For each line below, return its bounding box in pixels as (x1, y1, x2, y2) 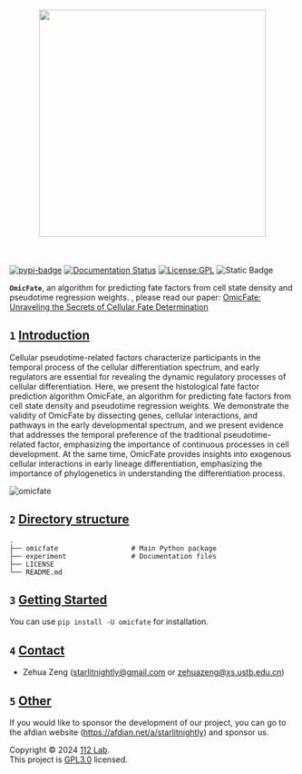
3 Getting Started (9, 591, 108, 608)
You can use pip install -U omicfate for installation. (9, 616, 209, 627)
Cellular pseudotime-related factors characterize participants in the (9, 352, 261, 362)
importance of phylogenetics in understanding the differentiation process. (9, 468, 286, 479)
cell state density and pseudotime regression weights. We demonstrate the (9, 400, 289, 411)
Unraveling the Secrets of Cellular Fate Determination (9, 301, 209, 313)
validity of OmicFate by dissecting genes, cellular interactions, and (9, 410, 258, 421)
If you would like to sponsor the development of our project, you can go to (9, 718, 287, 728)
